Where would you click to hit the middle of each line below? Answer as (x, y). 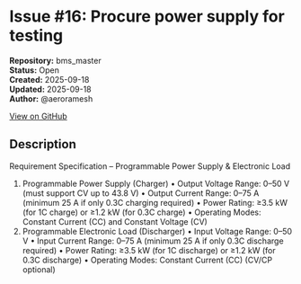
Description (43, 144)
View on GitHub (38, 116)
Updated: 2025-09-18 (50, 89)
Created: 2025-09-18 (49, 79)
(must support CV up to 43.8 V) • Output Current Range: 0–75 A (141, 193)
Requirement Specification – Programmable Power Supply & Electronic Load (150, 166)
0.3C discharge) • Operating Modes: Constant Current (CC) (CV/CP (147, 260)
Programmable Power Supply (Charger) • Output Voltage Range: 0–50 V (156, 183)
